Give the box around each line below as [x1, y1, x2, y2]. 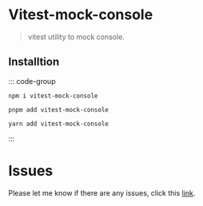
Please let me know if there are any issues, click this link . [8, 188, 196, 197]
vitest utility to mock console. [27, 32, 125, 42]
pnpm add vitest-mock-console [8, 105, 109, 113]
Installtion [8, 55, 60, 69]
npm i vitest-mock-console [8, 92, 98, 100]
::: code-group [8, 76, 56, 85]
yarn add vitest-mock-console [8, 120, 109, 128]
